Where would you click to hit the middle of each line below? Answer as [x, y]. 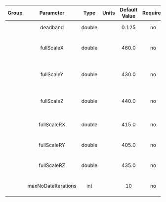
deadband [52, 27]
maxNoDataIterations [52, 186]
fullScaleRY [52, 145]
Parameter [52, 13]
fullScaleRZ [52, 165]
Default [129, 10]
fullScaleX [52, 48]
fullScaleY [52, 75]
